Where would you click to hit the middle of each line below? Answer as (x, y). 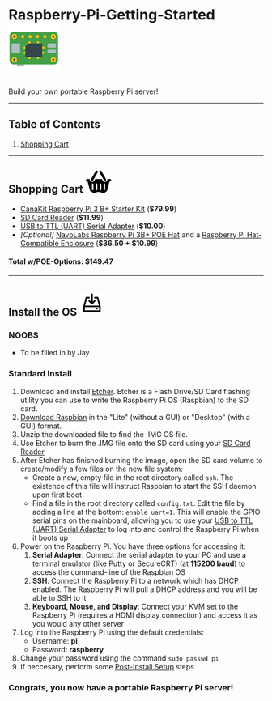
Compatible (39, 243)
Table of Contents (55, 124)
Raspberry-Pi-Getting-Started (112, 15)
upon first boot (57, 495)
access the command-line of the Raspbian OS (109, 571)
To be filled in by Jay (55, 353)
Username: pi (55, 640)
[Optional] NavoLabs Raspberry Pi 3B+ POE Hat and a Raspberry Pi (132, 234)
